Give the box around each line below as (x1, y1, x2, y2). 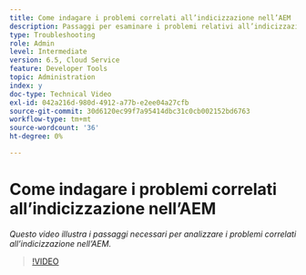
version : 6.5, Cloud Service (9, 56, 120, 65)
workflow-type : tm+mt (9, 115, 92, 124)
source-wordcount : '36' (9, 124, 100, 133)
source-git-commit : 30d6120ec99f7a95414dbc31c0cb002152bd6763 (9, 107, 250, 116)
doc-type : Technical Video (9, 89, 112, 98)
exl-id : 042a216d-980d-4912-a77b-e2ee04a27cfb (9, 97, 189, 107)
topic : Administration (9, 73, 96, 82)
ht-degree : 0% (9, 132, 64, 141)
